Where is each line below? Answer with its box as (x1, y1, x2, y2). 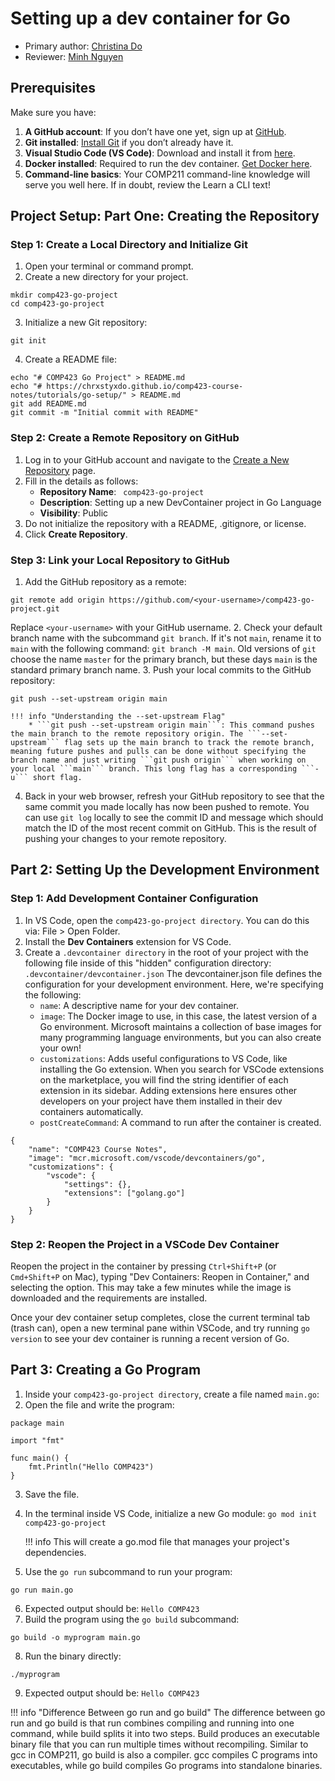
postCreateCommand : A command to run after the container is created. (39, 1116, 322, 1128)
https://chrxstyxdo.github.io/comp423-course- (46, 382, 244, 392)
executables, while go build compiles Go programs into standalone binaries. (10, 1759, 323, 1771)
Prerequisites (10, 80, 96, 97)
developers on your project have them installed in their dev (39, 1095, 283, 1107)
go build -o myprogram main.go (10, 1632, 141, 1642)
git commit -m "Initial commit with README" (10, 408, 199, 418)
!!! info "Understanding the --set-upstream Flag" (10, 712, 226, 722)
